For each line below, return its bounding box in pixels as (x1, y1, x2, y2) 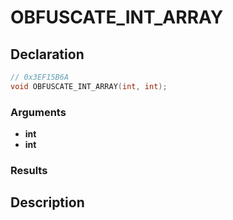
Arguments (10, 105, 67, 119)
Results (10, 163, 48, 177)
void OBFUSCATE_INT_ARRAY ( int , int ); (10, 81, 168, 91)
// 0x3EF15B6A (10, 72, 70, 82)
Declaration (10, 46, 85, 63)
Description (10, 194, 85, 211)
